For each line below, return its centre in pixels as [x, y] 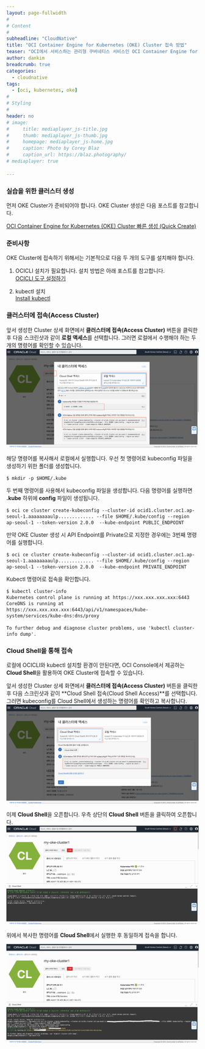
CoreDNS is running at [35, 603]
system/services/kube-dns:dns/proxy [53, 616]
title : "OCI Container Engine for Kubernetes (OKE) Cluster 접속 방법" [97, 45]
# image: [17, 122]
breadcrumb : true [28, 64]
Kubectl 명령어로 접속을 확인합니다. [49, 579]
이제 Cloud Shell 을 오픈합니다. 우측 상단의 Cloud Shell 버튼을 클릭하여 [91, 814]
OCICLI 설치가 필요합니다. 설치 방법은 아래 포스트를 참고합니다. [90, 271]
